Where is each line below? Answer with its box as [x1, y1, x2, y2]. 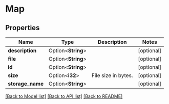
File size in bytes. [91, 72, 133, 79]
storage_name [8, 80, 44, 87]
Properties [5, 23, 40, 32]
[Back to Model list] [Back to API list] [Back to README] [5, 93, 123, 99]
